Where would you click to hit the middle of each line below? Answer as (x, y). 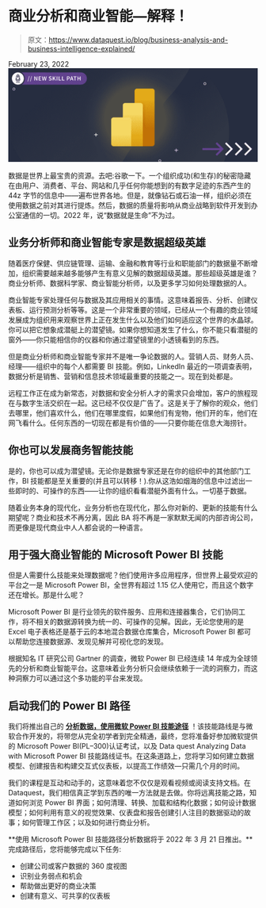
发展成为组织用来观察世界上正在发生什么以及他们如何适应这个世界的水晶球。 (133, 320)
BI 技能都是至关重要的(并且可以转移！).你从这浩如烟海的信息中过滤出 (134, 481)
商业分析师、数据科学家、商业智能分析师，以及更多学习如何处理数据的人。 (129, 283)
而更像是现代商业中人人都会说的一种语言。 (78, 527)
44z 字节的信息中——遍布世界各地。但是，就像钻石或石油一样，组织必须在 (130, 195)
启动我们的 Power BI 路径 (69, 705)
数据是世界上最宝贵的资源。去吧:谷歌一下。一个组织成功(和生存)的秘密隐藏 (130, 175)
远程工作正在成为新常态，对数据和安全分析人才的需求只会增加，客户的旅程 (129, 393)
